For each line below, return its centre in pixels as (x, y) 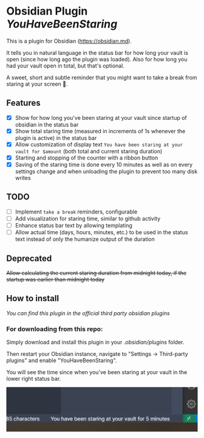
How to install (33, 298)
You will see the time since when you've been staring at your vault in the (97, 372)
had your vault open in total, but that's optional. (65, 66)
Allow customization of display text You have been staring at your (99, 144)
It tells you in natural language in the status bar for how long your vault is (97, 52)
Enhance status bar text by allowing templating (73, 225)
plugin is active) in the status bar (56, 137)
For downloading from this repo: (55, 328)
